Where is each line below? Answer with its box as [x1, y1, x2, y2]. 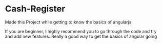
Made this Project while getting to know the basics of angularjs [5, 19, 132, 25]
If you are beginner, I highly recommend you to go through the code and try [5, 28, 157, 34]
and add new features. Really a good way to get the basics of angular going [5, 33, 157, 39]
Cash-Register [5, 3, 65, 14]
